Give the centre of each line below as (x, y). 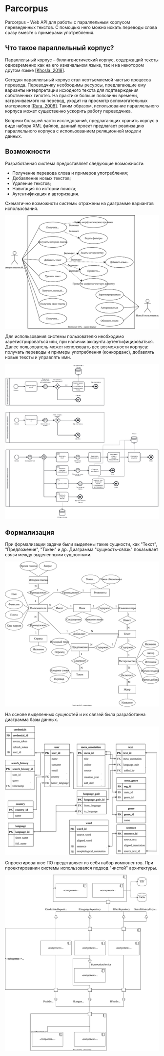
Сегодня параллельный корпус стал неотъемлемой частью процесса (78, 79)
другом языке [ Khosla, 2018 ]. (35, 70)
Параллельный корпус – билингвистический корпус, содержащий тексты (82, 60)
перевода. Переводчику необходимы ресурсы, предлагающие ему (76, 85)
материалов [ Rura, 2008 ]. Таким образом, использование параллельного (82, 105)
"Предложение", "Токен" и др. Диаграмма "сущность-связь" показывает (82, 549)
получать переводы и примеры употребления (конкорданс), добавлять (80, 352)
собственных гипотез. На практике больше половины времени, (72, 95)
